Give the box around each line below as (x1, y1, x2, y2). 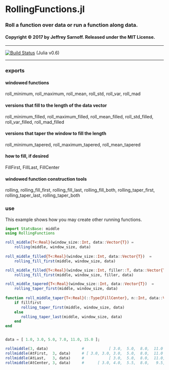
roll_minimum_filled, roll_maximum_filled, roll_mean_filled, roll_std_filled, (5, 113, 153, 119)
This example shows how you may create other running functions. (5, 216, 142, 223)
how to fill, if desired (5, 153, 49, 159)
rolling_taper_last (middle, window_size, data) (21, 314, 123, 319)
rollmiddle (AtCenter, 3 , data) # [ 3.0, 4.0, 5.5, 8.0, (5, 360, 150, 365)
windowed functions (5, 80, 49, 86)
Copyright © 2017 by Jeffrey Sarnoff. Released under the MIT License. (5, 34, 155, 40)
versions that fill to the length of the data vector (5, 102, 107, 109)
